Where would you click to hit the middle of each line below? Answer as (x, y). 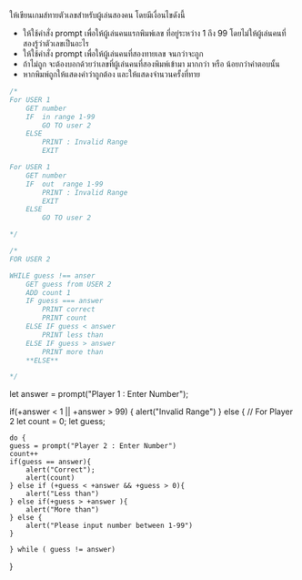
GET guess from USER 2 (69, 284)
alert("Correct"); (60, 470)
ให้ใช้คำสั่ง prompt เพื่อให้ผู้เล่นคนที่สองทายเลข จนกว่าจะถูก (113, 54)
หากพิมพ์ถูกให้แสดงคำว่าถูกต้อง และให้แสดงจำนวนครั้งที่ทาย (111, 74)
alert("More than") (63, 510)
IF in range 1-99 (60, 117)
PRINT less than (73, 335)
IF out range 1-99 (65, 184)
